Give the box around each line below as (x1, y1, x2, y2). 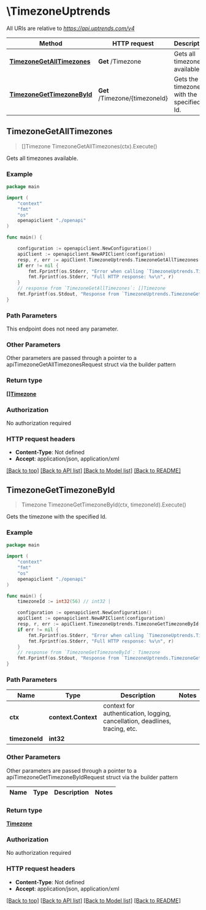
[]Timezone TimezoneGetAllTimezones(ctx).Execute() (21, 142, 158, 150)
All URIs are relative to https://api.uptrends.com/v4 (6, 25, 135, 32)
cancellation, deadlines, (103, 717, 172, 725)
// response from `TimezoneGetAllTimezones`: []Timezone (17, 285, 166, 292)
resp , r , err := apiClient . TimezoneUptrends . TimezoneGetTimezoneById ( (17, 621, 202, 627)
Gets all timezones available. (6, 155, 78, 162)
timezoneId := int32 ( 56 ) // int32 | (17, 598, 112, 605)
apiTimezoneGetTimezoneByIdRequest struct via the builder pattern (6, 773, 178, 781)
